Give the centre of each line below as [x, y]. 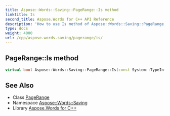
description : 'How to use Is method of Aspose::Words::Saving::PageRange [85, 24]
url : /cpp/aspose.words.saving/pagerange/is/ [54, 38]
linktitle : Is [20, 15]
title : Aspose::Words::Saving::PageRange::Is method [62, 10]
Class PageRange [31, 97]
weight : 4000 [19, 33]
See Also [19, 85]
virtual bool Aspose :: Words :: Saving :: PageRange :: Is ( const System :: [78, 70]
